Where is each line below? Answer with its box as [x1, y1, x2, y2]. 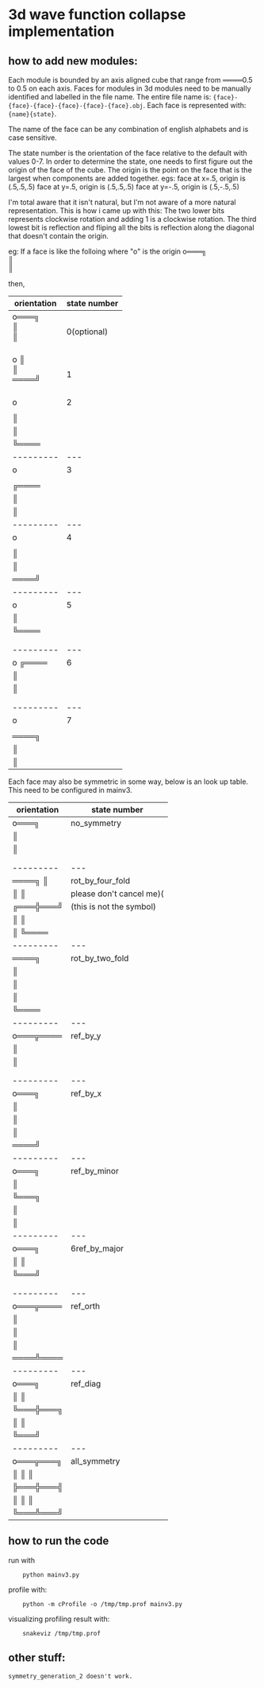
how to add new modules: [8, 54, 138, 68]
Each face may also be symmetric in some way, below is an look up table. [8, 777, 248, 786]
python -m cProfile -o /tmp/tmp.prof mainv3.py [22, 1600, 182, 1608]
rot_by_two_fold [71, 953, 129, 964]
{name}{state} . [8, 109, 57, 118]
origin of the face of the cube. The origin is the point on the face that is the [8, 165, 252, 174]
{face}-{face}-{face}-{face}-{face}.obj [8, 102, 144, 110]
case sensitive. [8, 133, 57, 142]
